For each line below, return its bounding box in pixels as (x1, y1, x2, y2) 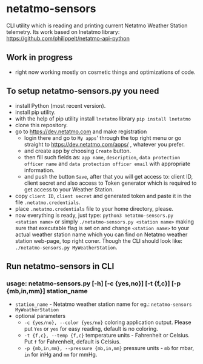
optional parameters (15, 313, 65, 320)
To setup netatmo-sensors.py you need (6, 86, 159, 96)
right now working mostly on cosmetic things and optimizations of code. (15, 68, 196, 76)
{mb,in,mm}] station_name (6, 286, 88, 295)
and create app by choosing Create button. (24, 147, 131, 154)
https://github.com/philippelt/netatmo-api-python (6, 35, 130, 42)
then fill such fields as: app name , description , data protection (24, 153, 181, 160)
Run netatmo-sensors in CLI (6, 261, 115, 271)
